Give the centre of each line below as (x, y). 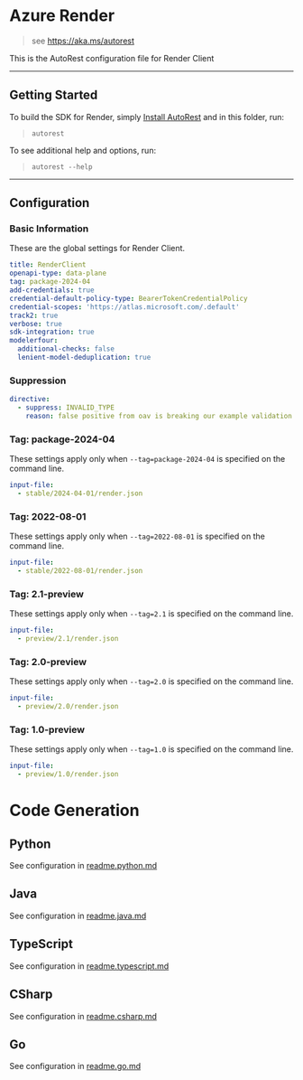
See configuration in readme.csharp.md (83, 1016)
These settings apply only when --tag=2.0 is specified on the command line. (151, 681)
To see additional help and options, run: (83, 150)
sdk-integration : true (52, 332)
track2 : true (34, 315)
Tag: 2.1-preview (46, 594)
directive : (30, 399)
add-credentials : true (52, 290)
